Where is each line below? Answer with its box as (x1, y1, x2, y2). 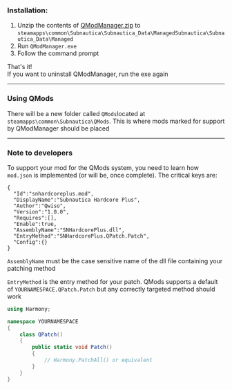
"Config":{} (13, 238, 48, 245)
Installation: (7, 6, 48, 15)
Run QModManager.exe (17, 42, 77, 50)
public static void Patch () (32, 344, 113, 351)
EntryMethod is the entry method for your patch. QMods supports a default (7, 277, 218, 285)
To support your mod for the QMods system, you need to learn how (7, 163, 199, 171)
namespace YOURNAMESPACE (7, 318, 79, 325)
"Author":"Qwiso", (13, 202, 67, 209)
